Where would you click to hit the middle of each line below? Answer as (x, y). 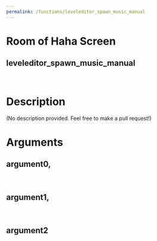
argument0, (29, 164)
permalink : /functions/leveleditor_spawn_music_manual (76, 12)
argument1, (28, 197)
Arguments (35, 142)
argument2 (27, 230)
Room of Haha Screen (61, 41)
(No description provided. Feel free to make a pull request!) (79, 118)
